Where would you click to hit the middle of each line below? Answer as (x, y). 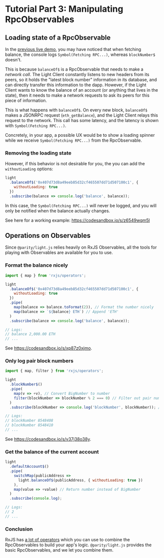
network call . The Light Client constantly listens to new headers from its (77, 74)
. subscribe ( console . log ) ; (36, 499)
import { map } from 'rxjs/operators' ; (46, 276)
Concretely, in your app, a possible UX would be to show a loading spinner (80, 135)
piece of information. (26, 101)
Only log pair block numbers (39, 361)
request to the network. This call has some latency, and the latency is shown (82, 120)
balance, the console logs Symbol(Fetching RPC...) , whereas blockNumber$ (80, 54)
